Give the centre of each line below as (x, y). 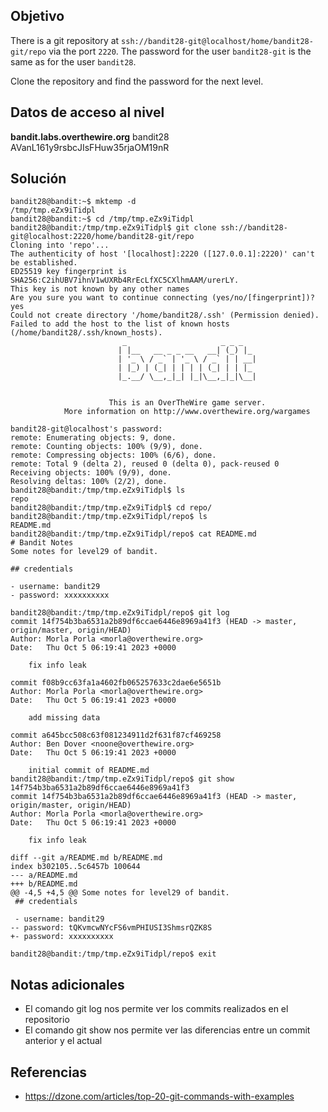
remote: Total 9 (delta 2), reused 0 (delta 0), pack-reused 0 (145, 464)
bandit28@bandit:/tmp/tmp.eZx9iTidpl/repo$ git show (122, 779)
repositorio (47, 1020)
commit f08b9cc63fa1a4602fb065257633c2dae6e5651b (116, 683)
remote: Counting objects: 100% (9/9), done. (106, 447)
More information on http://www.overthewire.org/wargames (187, 412)
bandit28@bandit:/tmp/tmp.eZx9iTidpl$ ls (98, 490)
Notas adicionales (67, 984)
